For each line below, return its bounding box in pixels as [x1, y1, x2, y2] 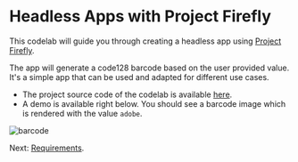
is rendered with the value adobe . [21, 108, 143, 118]
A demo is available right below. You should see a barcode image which [21, 98, 286, 109]
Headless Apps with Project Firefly [9, 6, 272, 27]
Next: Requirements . [9, 142, 85, 153]
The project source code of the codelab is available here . [21, 89, 233, 100]
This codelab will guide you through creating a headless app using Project [9, 36, 282, 46]
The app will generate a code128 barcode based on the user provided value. [9, 62, 290, 73]
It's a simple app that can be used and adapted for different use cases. [9, 71, 269, 82]
